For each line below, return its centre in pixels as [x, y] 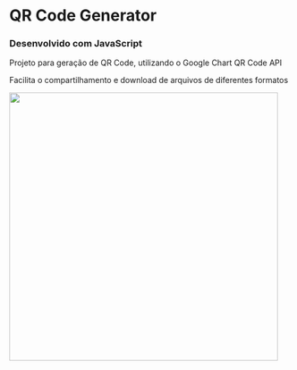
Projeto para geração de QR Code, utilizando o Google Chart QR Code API [146, 63]
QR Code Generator [83, 16]
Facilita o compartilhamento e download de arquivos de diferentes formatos [149, 80]
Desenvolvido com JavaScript [76, 44]
